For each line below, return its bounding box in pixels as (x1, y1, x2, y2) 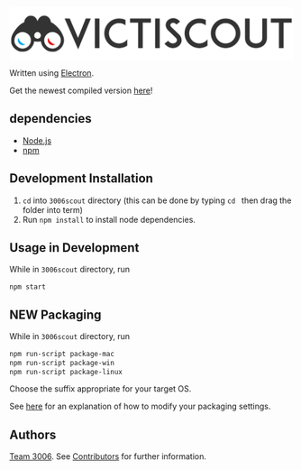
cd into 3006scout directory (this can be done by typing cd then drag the (22, 195, 292, 206)
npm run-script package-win (9, 359, 115, 368)
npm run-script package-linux (9, 368, 123, 377)
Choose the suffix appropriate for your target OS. (9, 383, 192, 394)
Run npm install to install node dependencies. (22, 214, 196, 225)
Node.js (22, 134, 52, 146)
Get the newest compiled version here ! (9, 85, 153, 96)
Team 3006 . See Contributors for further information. (9, 451, 207, 462)
